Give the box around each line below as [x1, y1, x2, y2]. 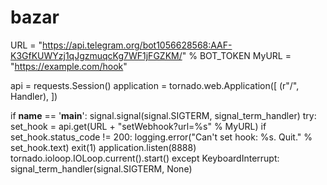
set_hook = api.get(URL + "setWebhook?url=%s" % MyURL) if [10, 120, 267, 132]
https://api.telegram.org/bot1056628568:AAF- [42, 39, 233, 51]
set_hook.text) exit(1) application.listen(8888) [10, 141, 197, 153]
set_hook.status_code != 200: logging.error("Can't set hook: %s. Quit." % [10, 131, 313, 143]
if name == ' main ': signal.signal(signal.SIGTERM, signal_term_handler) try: [10, 109, 317, 121]
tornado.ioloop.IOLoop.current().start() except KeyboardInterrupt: [10, 152, 280, 164]
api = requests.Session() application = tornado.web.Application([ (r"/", [10, 79, 300, 91]
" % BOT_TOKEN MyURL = [181, 49, 292, 61]
